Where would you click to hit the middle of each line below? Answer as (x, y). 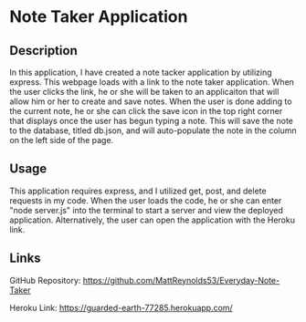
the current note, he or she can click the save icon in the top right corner (146, 111)
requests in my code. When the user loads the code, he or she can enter (146, 200)
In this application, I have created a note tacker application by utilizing (141, 72)
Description (43, 51)
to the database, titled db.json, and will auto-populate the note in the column (153, 130)
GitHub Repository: (45, 280)
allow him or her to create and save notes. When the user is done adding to (151, 101)
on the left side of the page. (62, 140)
